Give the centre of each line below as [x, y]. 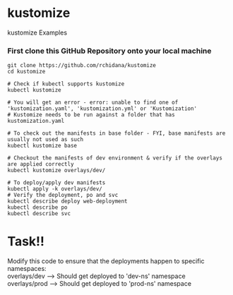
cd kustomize [26, 72]
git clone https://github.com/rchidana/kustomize [82, 66]
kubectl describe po [38, 207]
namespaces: [27, 269]
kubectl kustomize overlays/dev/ [56, 171]
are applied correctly [41, 164]
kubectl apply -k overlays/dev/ [55, 189]
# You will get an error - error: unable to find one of [93, 103]
